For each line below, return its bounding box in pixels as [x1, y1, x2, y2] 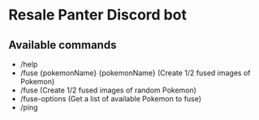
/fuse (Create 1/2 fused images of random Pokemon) [19, 85, 197, 95]
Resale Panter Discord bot [8, 6, 187, 24]
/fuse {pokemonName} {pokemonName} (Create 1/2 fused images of [19, 68, 251, 78]
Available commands [8, 38, 117, 52]
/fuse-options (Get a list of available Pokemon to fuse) [19, 94, 201, 103]
